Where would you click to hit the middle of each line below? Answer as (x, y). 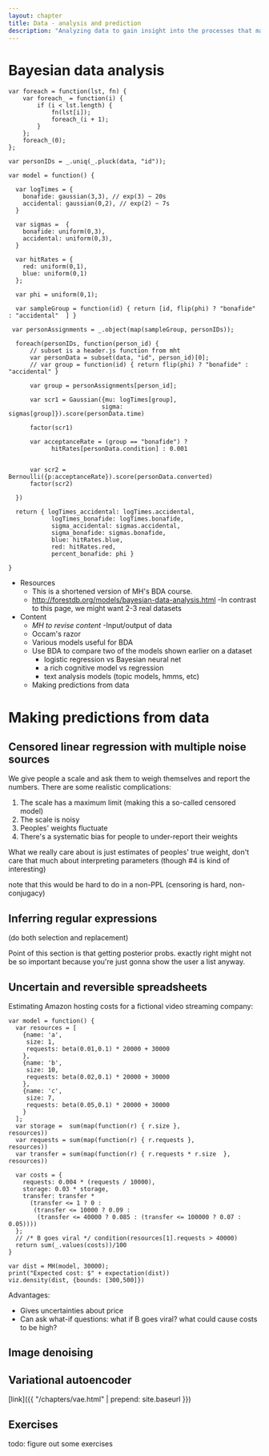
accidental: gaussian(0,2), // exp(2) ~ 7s (96, 204)
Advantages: (29, 1295)
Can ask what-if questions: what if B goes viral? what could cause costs (139, 1319)
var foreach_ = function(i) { (73, 99)
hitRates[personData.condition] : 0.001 (119, 449)
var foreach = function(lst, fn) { (68, 92)
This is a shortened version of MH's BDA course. (112, 591)
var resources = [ (46, 1028)
